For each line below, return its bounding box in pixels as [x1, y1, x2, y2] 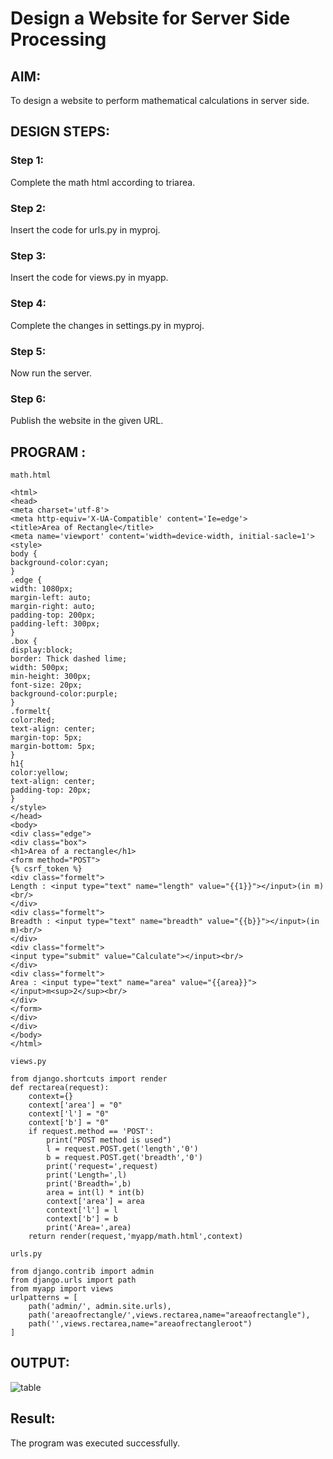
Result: [10, 1410, 56, 1427]
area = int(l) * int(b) [46, 1187, 145, 1197]
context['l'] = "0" [28, 1108, 110, 1119]
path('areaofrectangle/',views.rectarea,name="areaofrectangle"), [28, 1310, 311, 1320]
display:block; [10, 645, 74, 655]
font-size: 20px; [10, 680, 83, 690]
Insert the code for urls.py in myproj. [10, 223, 161, 236]
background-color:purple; [10, 688, 118, 699]
